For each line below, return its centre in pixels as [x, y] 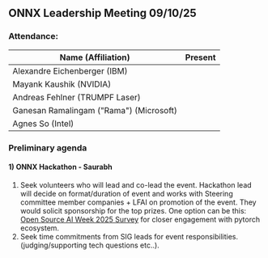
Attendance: [34, 36]
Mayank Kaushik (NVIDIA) [62, 84]
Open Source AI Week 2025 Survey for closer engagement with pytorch [140, 219]
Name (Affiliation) [95, 57]
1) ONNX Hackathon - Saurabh [61, 167]
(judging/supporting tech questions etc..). [89, 245]
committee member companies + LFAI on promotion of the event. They [138, 202]
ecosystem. [39, 228]
